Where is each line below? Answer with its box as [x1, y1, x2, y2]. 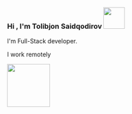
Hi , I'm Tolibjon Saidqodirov [7, 21, 103, 31]
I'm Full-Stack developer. [7, 37, 77, 45]
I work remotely [7, 50, 51, 58]
